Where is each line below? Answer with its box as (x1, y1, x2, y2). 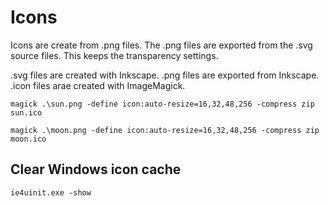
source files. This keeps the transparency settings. (10, 49, 219, 61)
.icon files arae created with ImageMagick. (10, 79, 186, 91)
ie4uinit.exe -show (10, 187, 92, 198)
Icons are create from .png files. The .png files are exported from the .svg (10, 39, 313, 51)
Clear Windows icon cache (10, 161, 182, 178)
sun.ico (10, 107, 43, 118)
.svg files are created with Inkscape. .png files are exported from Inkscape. (10, 69, 320, 81)
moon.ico (10, 134, 47, 144)
